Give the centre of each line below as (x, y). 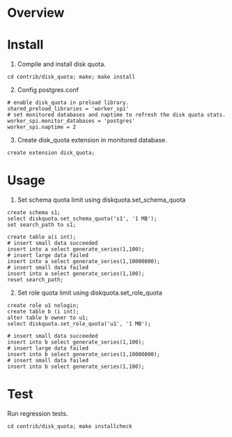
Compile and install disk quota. (61, 64)
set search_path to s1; (42, 225)
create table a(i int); (42, 237)
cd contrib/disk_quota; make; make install (71, 77)
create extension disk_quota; (51, 153)
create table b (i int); (43, 312)
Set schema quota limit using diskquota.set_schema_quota (101, 200)
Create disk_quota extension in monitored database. (92, 140)
